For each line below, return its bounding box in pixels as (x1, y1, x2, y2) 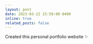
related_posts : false (5, 20, 49, 26)
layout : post (5, 7, 32, 12)
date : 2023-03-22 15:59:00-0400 (5, 12, 71, 16)
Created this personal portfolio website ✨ (5, 34, 89, 40)
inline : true (5, 16, 32, 21)
